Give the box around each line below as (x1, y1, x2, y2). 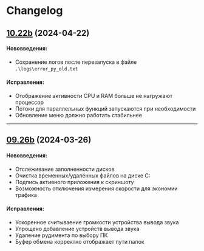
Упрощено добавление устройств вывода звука (15, 225, 140, 232)
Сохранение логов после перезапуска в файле (15, 58, 137, 66)
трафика (15, 191, 38, 198)
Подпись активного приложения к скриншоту (15, 178, 134, 185)
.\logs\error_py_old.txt (15, 66, 78, 72)
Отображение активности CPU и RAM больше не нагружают (15, 92, 173, 99)
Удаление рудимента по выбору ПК (15, 232, 108, 239)
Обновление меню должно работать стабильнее (15, 111, 143, 119)
